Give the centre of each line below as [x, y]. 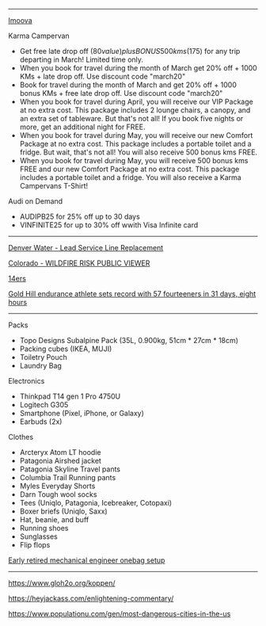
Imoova [21, 20]
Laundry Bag [40, 366]
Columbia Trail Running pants [68, 477]
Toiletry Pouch [43, 357]
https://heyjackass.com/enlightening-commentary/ [91, 598]
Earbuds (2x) [41, 422]
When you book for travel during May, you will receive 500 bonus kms [134, 160]
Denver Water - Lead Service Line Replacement [86, 248]
